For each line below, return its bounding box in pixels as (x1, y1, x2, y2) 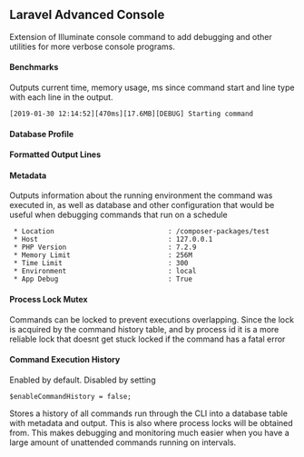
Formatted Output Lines (9, 149, 102, 160)
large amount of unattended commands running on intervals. (9, 436, 237, 448)
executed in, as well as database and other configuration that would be (9, 200, 275, 211)
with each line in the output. (9, 92, 113, 103)
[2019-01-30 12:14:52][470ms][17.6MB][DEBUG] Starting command (9, 109, 254, 119)
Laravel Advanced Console (9, 7, 165, 23)
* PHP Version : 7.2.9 (13, 243, 197, 253)
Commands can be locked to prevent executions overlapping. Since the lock (9, 313, 295, 325)
